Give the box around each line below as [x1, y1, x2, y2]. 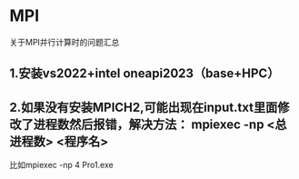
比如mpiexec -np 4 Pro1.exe [9, 160, 114, 171]
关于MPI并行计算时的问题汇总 [9, 36, 120, 47]
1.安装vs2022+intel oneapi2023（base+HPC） [9, 65, 280, 82]
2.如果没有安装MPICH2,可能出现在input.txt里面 [9, 99, 278, 114]
